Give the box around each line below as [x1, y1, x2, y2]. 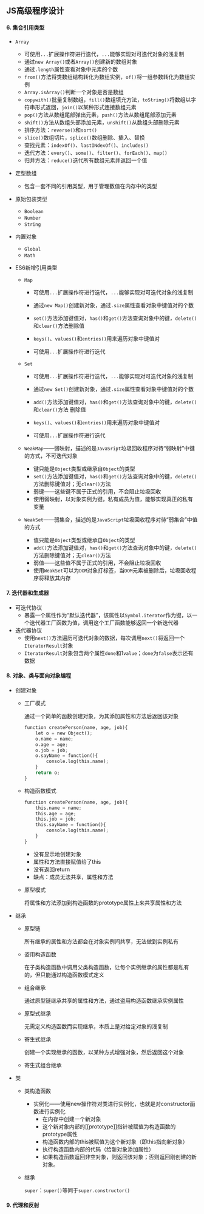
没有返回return [33, 866, 70, 873]
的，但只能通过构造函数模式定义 [24, 971, 104, 978]
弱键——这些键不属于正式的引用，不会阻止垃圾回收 [33, 487, 161, 495]
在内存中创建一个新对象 [42, 1115, 101, 1122]
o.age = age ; [35, 741, 69, 748]
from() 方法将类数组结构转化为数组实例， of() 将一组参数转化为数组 [24, 73, 190, 80]
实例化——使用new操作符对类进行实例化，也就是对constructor [33, 1100, 190, 1107]
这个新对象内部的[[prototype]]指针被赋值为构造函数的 [42, 1122, 176, 1130]
